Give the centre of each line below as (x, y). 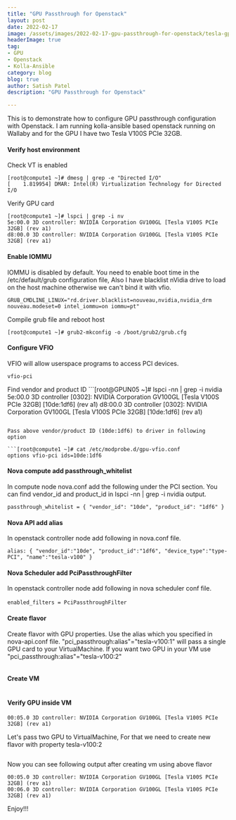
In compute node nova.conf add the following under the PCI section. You (112, 486)
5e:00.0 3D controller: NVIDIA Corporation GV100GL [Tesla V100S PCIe (113, 222)
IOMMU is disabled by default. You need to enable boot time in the (103, 272)
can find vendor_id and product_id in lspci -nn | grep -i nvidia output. (107, 494)
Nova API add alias (35, 522)
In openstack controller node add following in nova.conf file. (94, 538)
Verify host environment (44, 149)
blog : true (23, 79)
